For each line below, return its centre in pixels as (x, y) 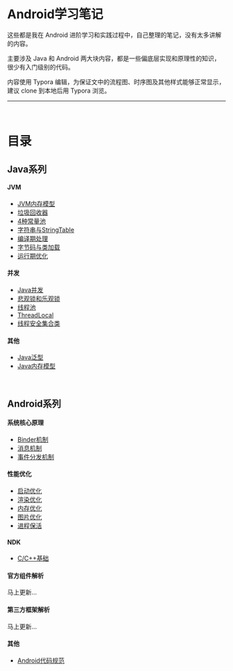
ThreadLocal (35, 315)
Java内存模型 (36, 366)
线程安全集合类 (38, 323)
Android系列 (34, 403)
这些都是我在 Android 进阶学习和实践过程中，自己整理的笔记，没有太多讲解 (114, 35)
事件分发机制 (35, 457)
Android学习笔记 (55, 14)
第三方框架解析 (28, 609)
